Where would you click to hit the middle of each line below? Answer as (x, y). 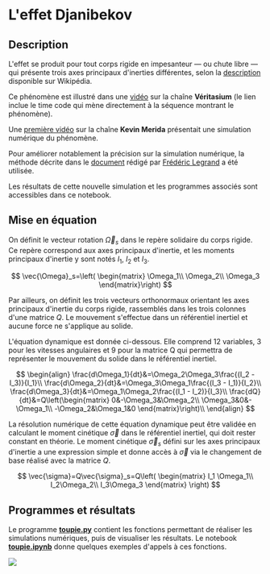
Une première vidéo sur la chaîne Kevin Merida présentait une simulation (130, 129)
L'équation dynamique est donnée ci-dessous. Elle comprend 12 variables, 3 (135, 342)
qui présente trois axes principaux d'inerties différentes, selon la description (135, 73)
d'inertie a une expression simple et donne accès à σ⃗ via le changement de (135, 452)
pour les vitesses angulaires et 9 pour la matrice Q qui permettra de (120, 350)
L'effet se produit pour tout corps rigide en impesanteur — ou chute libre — (133, 64)
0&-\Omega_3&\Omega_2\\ (156, 400)
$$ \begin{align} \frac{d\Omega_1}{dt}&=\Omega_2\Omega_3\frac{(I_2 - (135, 374)
